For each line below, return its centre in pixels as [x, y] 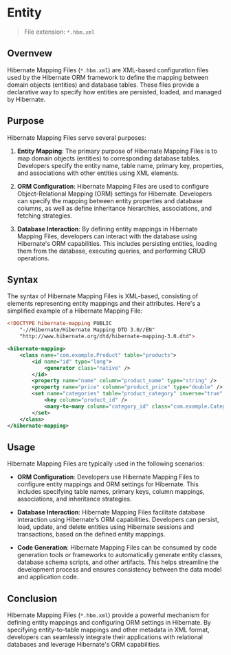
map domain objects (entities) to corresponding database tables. [109, 158]
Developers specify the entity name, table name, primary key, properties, [120, 165]
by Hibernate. [26, 99]
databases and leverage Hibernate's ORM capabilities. [84, 644]
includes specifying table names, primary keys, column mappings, [111, 492]
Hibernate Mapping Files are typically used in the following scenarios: [106, 464]
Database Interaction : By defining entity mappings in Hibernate [107, 229]
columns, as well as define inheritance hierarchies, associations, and [114, 208]
